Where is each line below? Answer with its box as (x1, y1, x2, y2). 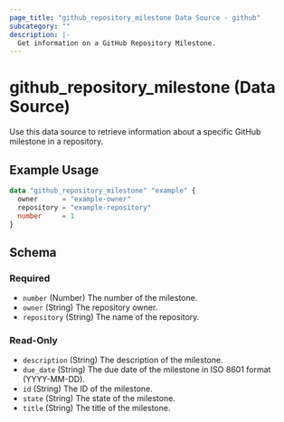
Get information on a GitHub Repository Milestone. (17, 38, 217, 48)
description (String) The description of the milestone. (22, 354, 223, 366)
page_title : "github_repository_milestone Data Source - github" (9, 13, 260, 23)
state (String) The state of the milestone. (22, 393, 176, 404)
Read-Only (9, 333, 59, 346)
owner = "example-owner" (17, 194, 131, 203)
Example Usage (9, 162, 99, 177)
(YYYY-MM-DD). (22, 374, 86, 385)
